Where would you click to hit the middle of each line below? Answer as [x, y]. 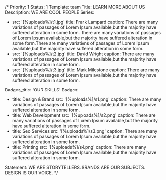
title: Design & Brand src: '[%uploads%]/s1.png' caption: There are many [87, 99]
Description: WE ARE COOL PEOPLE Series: [50, 12]
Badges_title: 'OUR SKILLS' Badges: [42, 90]
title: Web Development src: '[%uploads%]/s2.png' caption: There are [84, 115]
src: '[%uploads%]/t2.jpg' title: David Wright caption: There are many [83, 54]
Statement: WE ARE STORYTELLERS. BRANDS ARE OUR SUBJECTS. [75, 167]
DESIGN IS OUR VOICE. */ [32, 173]
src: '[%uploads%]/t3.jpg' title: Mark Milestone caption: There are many [86, 70]
